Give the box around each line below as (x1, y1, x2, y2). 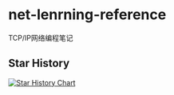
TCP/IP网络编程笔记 (8, 33, 73, 42)
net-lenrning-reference (8, 6, 167, 24)
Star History (8, 57, 70, 70)
